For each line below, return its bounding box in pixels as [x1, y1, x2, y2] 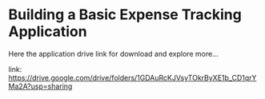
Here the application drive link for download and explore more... [8, 49, 219, 58]
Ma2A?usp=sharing [8, 81, 73, 91]
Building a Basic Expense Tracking [8, 6, 242, 24]
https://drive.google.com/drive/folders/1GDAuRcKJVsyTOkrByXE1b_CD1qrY [8, 73, 257, 82]
